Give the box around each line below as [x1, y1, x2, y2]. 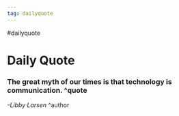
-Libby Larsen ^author [7, 101, 70, 109]
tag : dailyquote [7, 10, 53, 17]
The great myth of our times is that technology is [7, 76, 172, 86]
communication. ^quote [7, 85, 87, 95]
